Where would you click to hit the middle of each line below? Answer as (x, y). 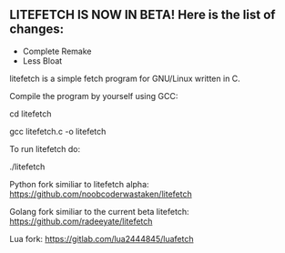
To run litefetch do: (45, 148)
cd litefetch (31, 114)
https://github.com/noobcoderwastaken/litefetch (101, 194)
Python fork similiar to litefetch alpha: (79, 184)
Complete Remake (57, 51)
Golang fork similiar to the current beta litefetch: (99, 211)
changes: (37, 30)
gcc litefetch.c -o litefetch (58, 131)
